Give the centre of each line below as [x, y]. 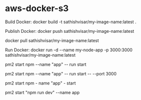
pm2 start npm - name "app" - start [40, 83]
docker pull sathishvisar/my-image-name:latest [52, 40]
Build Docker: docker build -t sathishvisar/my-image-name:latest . [71, 22]
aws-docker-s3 [37, 8]
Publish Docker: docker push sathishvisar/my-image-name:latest [70, 31]
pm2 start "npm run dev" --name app [42, 92]
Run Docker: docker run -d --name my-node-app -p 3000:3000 [69, 50]
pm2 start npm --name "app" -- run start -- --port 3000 [61, 73]
